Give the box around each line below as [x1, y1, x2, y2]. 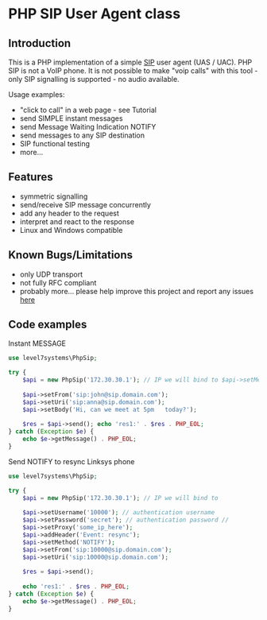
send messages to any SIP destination [19, 130, 145, 140]
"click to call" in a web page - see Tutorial [19, 105, 157, 114]
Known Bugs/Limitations [8, 248, 133, 262]
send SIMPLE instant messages [19, 114, 123, 123]
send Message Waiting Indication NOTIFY [19, 122, 157, 131]
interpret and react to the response [19, 216, 135, 227]
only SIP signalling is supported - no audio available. [8, 75, 180, 83]
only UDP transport [19, 269, 83, 279]
